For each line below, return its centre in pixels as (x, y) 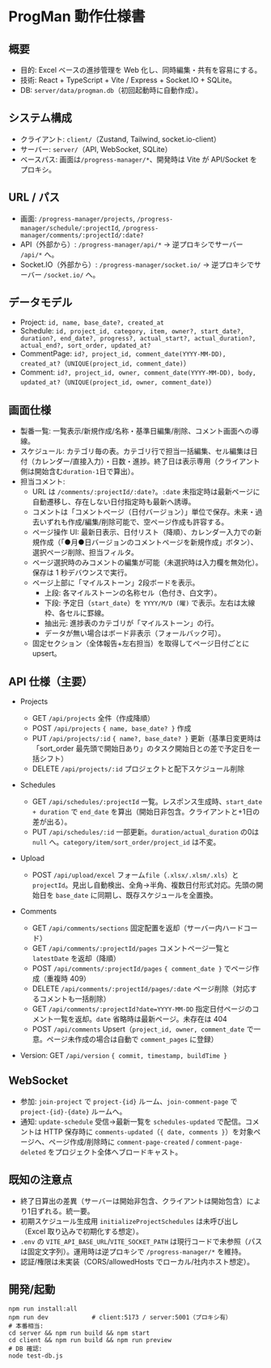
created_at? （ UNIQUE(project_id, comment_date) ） (105, 363)
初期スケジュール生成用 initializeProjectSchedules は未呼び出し (129, 1221)
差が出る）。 (52, 822)
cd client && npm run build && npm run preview (90, 1340)
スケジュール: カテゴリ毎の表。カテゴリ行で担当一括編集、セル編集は (135, 451)
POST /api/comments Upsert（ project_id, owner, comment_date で (143, 1029)
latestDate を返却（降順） (76, 959)
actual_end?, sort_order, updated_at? (85, 346)
